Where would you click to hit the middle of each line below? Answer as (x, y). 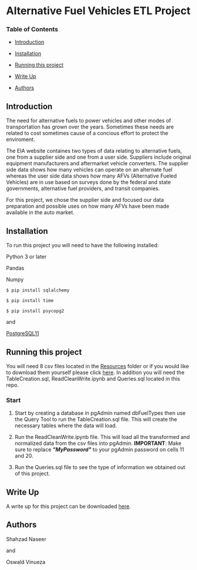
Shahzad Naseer (26, 539)
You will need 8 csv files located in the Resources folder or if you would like (98, 366)
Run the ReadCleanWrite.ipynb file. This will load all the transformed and (102, 437)
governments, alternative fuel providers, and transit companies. (83, 189)
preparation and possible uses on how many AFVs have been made (88, 206)
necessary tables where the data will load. (66, 425)
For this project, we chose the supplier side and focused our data (85, 200)
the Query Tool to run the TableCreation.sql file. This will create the (96, 420)
